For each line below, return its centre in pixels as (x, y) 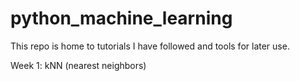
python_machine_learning (121, 18)
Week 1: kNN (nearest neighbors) (78, 65)
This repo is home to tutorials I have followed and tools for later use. (150, 46)
